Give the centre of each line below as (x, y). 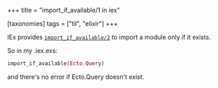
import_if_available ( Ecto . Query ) (56, 64)
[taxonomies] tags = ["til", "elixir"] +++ (63, 23)
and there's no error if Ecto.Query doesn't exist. (76, 77)
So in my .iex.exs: (32, 51)
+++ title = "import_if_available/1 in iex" (64, 10)
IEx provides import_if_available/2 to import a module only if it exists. (109, 37)
